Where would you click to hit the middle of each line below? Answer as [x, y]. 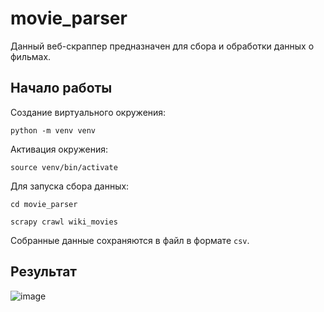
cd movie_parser [44, 204]
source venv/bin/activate [64, 167]
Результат [44, 272]
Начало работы [61, 88]
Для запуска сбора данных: [70, 186]
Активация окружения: [59, 149]
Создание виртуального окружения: [88, 112]
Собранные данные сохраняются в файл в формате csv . [130, 240]
